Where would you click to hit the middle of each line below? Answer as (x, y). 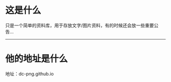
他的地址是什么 (37, 59)
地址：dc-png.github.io (30, 73)
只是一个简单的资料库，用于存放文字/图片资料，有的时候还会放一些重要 (80, 25)
